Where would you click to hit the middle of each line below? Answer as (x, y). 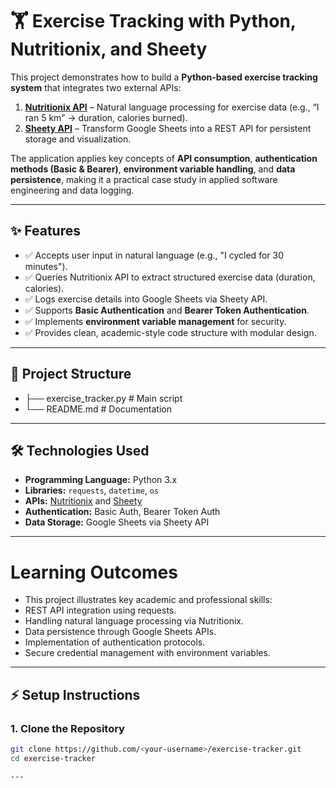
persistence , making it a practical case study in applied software (144, 179)
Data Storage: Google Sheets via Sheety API (117, 522)
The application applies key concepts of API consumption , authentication (164, 158)
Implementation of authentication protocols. (115, 642)
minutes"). (46, 266)
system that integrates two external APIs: (96, 87)
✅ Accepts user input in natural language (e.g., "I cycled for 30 (154, 255)
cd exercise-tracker (53, 758)
